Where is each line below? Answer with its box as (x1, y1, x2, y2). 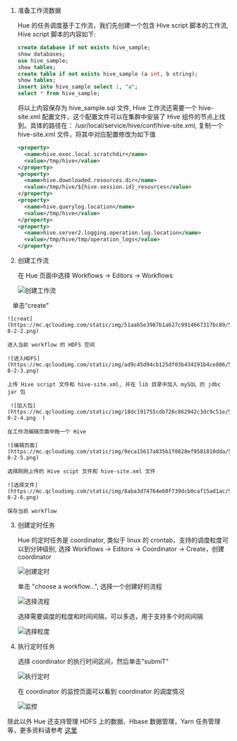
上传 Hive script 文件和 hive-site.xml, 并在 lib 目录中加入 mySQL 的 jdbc (7, 381, 221, 388)
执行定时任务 (17, 642, 55, 651)
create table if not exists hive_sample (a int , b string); (17, 70, 198, 78)
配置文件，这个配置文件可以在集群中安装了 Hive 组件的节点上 (42, 112, 219, 121)
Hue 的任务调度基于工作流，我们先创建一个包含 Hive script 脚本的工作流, (17, 21, 229, 30)
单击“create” (12, 301, 49, 309)
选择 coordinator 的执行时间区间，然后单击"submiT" (17, 657, 169, 665)
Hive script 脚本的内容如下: (17, 30, 97, 38)
